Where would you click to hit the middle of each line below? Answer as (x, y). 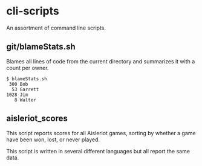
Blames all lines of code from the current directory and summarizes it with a (101, 61)
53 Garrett (25, 89)
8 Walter (25, 100)
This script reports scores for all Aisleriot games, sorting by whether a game (101, 133)
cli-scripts (33, 11)
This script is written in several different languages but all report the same (98, 151)
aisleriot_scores (37, 119)
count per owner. (28, 68)
